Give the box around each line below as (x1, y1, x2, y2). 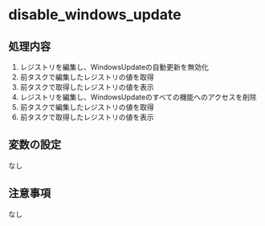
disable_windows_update (8, 6, 182, 24)
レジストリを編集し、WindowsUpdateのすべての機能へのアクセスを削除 (19, 92, 257, 102)
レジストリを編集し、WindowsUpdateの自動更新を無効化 (19, 63, 209, 71)
